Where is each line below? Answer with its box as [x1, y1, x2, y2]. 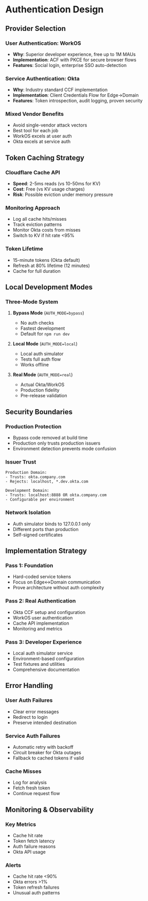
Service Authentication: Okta [5, 75, 80, 82]
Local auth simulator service [12, 650, 73, 656]
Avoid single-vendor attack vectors [12, 122, 87, 128]
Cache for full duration [12, 268, 61, 274]
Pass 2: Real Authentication [5, 597, 76, 605]
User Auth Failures [5, 697, 53, 704]
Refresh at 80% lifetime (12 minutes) [12, 262, 90, 269]
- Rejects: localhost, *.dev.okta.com [5, 479, 88, 484]
